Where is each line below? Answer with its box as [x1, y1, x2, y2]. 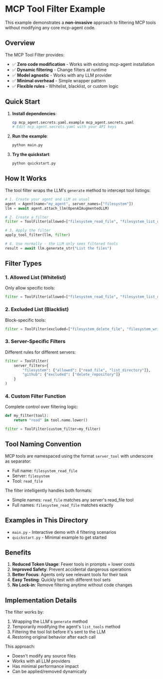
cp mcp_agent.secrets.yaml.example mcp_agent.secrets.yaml [12, 120, 134, 125]
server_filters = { [14, 363, 49, 368]
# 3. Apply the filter [5, 228, 51, 233]
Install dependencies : [12, 111, 57, 116]
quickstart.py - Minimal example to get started [12, 534, 107, 540]
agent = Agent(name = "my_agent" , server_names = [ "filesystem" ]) [5, 201, 133, 206]
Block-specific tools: [5, 317, 46, 323]
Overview [5, 39, 35, 47]
